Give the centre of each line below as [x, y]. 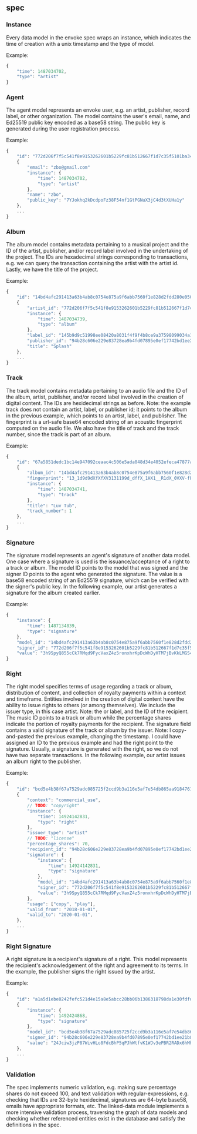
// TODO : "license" [51, 838]
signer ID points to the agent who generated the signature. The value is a [94, 574]
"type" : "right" [57, 822]
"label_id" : [42, 336]
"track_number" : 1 [50, 511]
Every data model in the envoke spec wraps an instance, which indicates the [98, 37]
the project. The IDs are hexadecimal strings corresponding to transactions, [97, 257]
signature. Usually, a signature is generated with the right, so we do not [92, 749]
